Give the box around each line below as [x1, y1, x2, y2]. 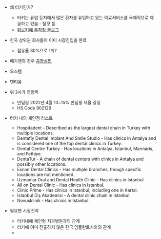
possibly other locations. [17, 161, 67, 167]
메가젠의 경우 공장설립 [9, 58, 52, 64]
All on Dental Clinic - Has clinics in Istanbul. [17, 182, 105, 188]
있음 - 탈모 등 [30, 21, 56, 26]
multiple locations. [17, 130, 54, 136]
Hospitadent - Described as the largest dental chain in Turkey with [17, 125, 150, 130]
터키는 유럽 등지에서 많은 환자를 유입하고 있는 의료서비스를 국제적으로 [17, 15, 149, 21]
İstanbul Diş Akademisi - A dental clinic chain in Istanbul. [17, 193, 131, 198]
